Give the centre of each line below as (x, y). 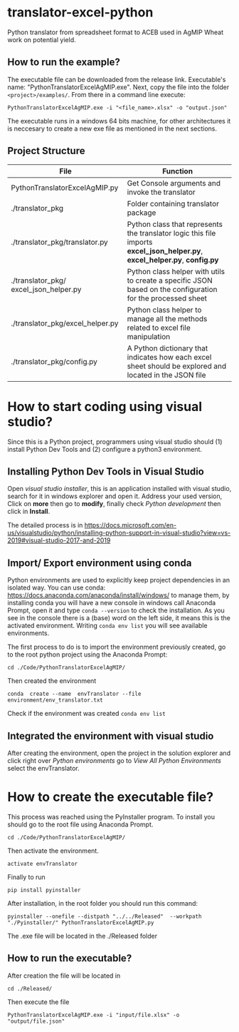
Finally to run (27, 877)
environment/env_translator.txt (55, 700)
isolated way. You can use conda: (57, 588)
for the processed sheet (167, 298)
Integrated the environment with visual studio (111, 736)
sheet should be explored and (176, 366)
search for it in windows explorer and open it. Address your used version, (115, 496)
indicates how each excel (169, 357)
